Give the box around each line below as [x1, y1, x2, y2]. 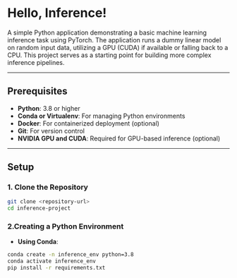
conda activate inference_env [7, 258, 97, 265]
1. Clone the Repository [7, 182, 88, 192]
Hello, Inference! [7, 5, 107, 21]
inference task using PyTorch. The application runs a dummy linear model [7, 35, 221, 44]
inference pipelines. [7, 58, 65, 66]
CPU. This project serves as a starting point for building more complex [7, 51, 212, 59]
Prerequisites [7, 85, 68, 97]
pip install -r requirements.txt [7, 265, 106, 272]
